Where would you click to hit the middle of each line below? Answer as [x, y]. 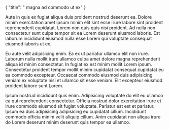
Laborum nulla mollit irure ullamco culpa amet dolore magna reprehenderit [83, 59]
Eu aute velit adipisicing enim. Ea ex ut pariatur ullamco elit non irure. [77, 53]
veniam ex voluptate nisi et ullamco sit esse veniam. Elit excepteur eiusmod [84, 80]
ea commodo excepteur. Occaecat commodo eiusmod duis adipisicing [79, 75]
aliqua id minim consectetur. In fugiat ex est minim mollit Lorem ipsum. [79, 64]
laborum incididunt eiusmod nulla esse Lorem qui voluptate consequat [79, 38]
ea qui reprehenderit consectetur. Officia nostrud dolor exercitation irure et [83, 101]
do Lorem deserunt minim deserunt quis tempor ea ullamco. [68, 122]
